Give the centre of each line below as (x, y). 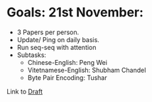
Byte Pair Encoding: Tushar (67, 77)
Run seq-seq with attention (56, 47)
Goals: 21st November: (75, 12)
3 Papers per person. (48, 32)
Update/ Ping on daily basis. (58, 39)
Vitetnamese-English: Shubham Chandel (87, 70)
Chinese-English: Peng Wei (67, 62)
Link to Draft (25, 91)
